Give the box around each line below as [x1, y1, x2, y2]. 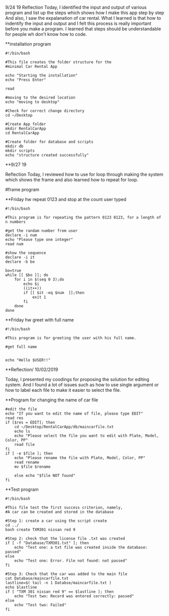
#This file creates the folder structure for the [5, 60, 112, 65]
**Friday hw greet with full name [5, 317, 74, 323]
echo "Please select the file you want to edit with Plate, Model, [14, 433, 159, 438]
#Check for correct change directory [5, 108, 85, 113]
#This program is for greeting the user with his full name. [5, 336, 137, 341]
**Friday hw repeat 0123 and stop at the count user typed [5, 196, 127, 202]
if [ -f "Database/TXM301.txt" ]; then [5, 541, 89, 546]
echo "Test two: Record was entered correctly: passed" [14, 594, 135, 599]
